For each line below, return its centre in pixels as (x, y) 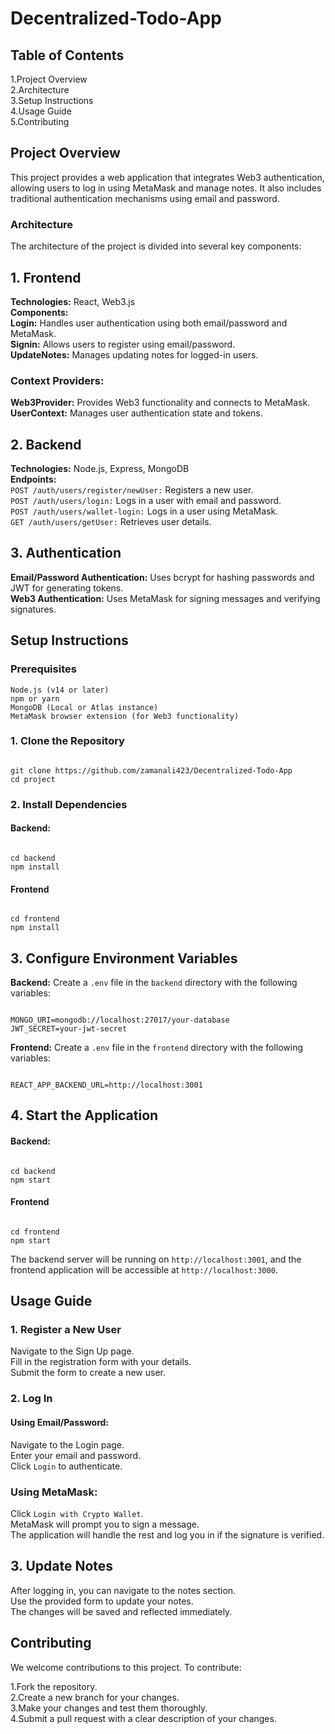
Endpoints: (33, 479)
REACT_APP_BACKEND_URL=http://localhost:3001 (106, 1085)
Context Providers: (57, 380)
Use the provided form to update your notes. (102, 1601)
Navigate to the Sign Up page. (72, 1351)
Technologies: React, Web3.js (73, 301)
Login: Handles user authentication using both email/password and (149, 323)
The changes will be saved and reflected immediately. (121, 1611)
